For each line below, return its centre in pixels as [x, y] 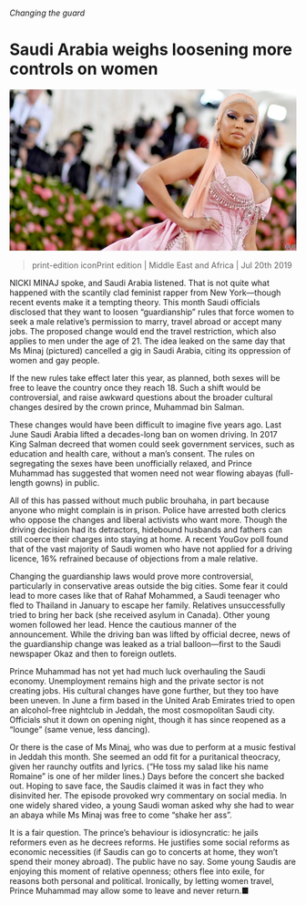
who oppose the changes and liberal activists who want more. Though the [148, 520]
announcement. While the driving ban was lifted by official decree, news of [150, 634]
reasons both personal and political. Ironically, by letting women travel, [142, 881]
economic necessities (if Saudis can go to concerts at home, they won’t [144, 852]
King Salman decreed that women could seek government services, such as [152, 444]
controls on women [84, 69]
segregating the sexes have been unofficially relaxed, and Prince [131, 464]
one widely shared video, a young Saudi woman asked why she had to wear [152, 806]
